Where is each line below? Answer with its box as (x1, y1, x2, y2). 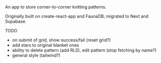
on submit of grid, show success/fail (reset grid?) (12, 37, 111, 43)
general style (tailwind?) (12, 52, 61, 58)
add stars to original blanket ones (12, 42, 79, 48)
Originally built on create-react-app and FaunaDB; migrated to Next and (5, 13, 149, 19)
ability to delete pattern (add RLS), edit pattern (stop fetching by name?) (12, 48, 157, 53)
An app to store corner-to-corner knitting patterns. (5, 4, 107, 10)
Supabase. (5, 19, 27, 24)
